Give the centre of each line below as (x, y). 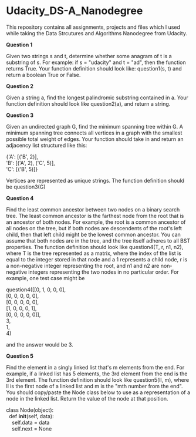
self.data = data (31, 422)
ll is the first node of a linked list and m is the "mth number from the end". (94, 386)
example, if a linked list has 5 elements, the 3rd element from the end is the (97, 374)
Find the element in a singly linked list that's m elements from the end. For (95, 367)
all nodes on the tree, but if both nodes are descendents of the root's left (94, 228)
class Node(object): (30, 410)
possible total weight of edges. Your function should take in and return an (95, 139)
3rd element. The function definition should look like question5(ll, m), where (98, 379)
